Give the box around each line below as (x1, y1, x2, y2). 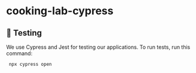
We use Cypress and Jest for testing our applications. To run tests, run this (6, 43, 191, 50)
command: (6, 50, 33, 57)
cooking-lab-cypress (6, 4, 114, 18)
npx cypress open (8, 61, 52, 67)
